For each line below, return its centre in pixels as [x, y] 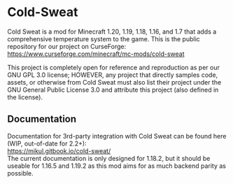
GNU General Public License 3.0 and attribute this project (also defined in [113, 90]
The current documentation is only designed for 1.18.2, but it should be [109, 158]
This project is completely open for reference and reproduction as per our [114, 67]
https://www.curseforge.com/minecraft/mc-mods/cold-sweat [96, 54]
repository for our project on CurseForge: [67, 46]
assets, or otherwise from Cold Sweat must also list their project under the [114, 82]
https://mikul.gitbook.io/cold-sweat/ [59, 150]
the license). [25, 97]
